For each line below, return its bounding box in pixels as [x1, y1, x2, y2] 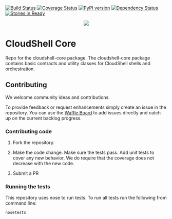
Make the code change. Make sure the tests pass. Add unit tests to [12, 149, 155, 156]
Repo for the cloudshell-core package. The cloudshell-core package [5, 54, 150, 61]
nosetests [5, 210, 27, 215]
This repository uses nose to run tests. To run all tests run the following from [5, 195, 167, 201]
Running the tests [5, 183, 50, 190]
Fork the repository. [12, 140, 55, 146]
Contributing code [5, 128, 52, 135]
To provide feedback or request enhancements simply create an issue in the [5, 104, 166, 110]
